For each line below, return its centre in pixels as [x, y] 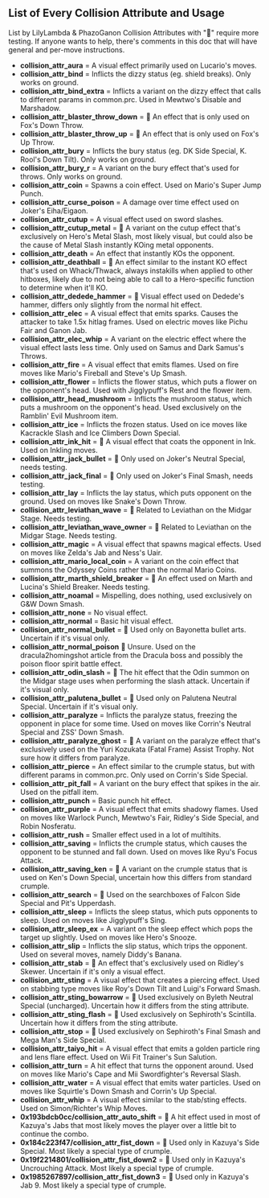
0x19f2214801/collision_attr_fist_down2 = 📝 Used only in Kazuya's [133, 1159]
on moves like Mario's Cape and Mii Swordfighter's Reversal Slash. [130, 1074]
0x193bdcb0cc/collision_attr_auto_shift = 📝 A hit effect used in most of [140, 1117]
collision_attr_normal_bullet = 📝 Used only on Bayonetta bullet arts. [133, 629]
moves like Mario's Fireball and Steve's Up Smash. [103, 373]
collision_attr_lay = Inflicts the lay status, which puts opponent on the [136, 492]
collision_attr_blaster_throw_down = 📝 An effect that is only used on [135, 117]
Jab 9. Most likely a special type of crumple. [93, 1185]
